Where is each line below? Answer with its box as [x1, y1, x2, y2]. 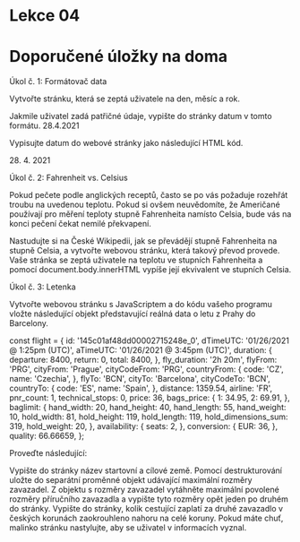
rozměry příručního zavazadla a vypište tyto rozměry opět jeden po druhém [9, 494, 288, 504]
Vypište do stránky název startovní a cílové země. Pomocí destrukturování [9, 465, 282, 476]
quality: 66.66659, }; [9, 431, 85, 442]
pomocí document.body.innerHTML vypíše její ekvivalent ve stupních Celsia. [9, 264, 292, 275]
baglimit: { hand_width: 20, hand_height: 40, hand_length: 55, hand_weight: [9, 402, 287, 413]
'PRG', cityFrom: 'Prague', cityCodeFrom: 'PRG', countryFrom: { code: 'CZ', [9, 364, 284, 374]
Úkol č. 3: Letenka [9, 281, 76, 292]
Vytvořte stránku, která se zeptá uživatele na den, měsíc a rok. [9, 93, 240, 104]
